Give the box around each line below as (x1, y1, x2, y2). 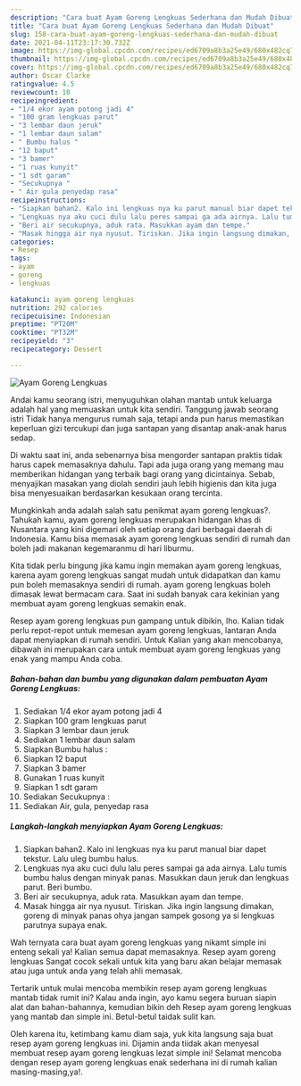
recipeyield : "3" (10, 337, 75, 346)
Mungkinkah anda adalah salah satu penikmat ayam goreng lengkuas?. (10, 505, 271, 515)
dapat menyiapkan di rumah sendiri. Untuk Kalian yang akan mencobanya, (10, 634, 284, 645)
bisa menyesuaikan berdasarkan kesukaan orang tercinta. (10, 488, 222, 498)
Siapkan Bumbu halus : (22, 743, 108, 755)
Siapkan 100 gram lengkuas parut (22, 715, 146, 726)
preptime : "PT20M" (10, 320, 79, 329)
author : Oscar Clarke (10, 71, 91, 80)
